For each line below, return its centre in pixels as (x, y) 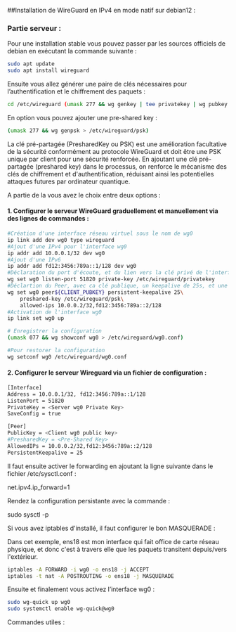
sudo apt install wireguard (48, 71)
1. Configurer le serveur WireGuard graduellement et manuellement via (113, 211)
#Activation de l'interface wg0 (54, 312)
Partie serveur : (34, 28)
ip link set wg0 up (36, 318)
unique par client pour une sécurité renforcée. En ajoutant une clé (103, 159)
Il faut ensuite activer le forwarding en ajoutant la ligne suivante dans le (110, 466)
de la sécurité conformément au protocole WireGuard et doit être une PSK (114, 151)
